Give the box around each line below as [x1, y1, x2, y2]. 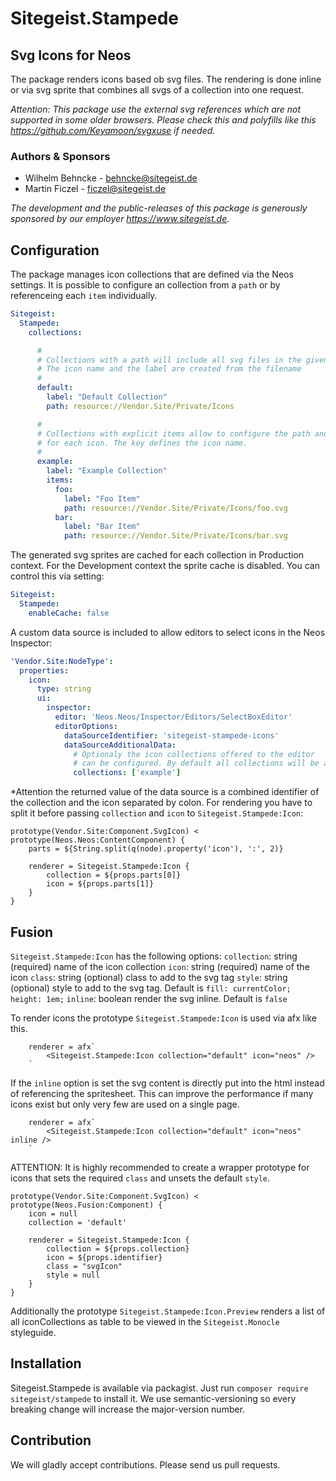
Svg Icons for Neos [10, 47, 132, 64]
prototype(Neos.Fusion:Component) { [10, 1200, 163, 1211]
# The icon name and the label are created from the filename [36, 364, 302, 374]
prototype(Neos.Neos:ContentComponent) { [10, 835, 186, 846]
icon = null [28, 1209, 78, 1219]
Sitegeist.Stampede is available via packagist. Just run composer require [10, 1382, 309, 1394]
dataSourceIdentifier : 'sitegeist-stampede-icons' [63, 730, 280, 741]
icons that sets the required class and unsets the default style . [10, 1172, 271, 1184]
